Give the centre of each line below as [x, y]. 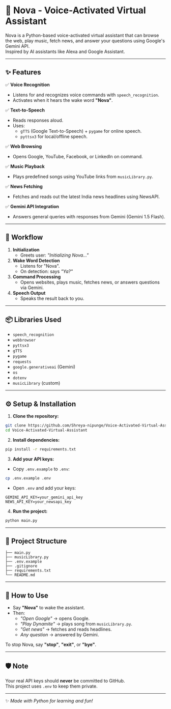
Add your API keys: [33, 459]
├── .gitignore [21, 566]
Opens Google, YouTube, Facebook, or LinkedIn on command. [78, 156]
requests [22, 362]
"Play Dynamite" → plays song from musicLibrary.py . [76, 624]
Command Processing [37, 276]
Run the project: [30, 511]
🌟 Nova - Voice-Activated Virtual [76, 10]
